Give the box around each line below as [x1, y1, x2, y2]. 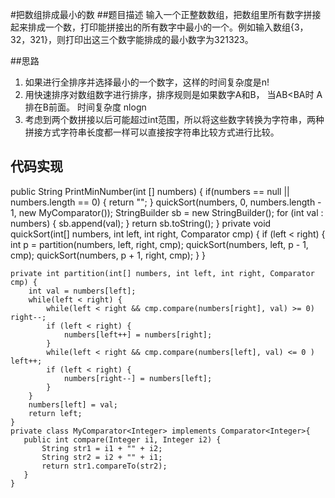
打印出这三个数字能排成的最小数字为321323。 [65, 34, 254, 45]
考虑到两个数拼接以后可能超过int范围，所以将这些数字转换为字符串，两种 [24, 114, 325, 125]
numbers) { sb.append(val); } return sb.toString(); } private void [10, 217, 272, 229]
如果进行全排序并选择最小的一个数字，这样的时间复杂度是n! [24, 76, 270, 88]
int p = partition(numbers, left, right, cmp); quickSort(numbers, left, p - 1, [10, 238, 309, 250]
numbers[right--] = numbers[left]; [63, 373, 213, 383]
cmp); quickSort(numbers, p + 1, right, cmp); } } [10, 249, 207, 261]
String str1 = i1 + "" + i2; [41, 443, 163, 453]
